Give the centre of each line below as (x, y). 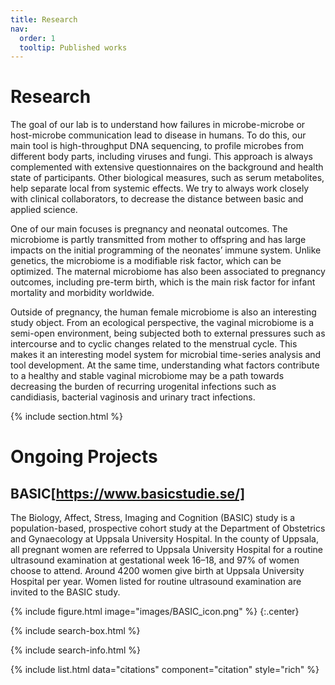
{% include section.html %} (67, 417)
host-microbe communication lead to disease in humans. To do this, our (158, 135)
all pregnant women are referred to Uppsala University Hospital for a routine (167, 550)
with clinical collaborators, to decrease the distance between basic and (157, 199)
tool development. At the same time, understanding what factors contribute (165, 365)
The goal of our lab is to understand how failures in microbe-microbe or (158, 125)
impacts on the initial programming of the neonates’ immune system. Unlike (166, 250)
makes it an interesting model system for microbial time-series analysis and (166, 355)
